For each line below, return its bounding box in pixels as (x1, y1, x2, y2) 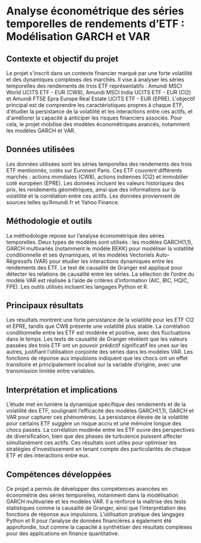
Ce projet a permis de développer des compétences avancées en (6, 485, 168, 493)
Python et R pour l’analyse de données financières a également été (6, 517, 172, 524)
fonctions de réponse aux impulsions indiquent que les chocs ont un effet (6, 354, 188, 362)
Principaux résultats (6, 300, 84, 311)
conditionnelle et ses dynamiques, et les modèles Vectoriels (6, 251, 155, 258)
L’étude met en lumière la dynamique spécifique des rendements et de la (6, 401, 186, 408)
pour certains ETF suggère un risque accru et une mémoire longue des (6, 420, 182, 427)
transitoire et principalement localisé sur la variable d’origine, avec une (6, 361, 181, 368)
